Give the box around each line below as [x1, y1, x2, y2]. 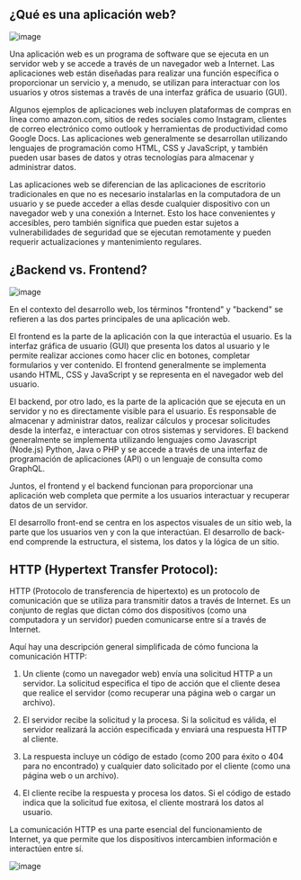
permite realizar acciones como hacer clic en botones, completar [9, 350, 251, 361]
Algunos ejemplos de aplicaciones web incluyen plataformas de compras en [9, 103, 292, 115]
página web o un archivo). [22, 770, 120, 781]
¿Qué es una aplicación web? [9, 7, 177, 22]
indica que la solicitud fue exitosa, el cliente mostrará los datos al [22, 797, 264, 808]
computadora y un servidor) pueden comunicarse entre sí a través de [9, 615, 267, 625]
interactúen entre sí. [9, 843, 84, 854]
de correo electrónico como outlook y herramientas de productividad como [9, 123, 288, 134]
